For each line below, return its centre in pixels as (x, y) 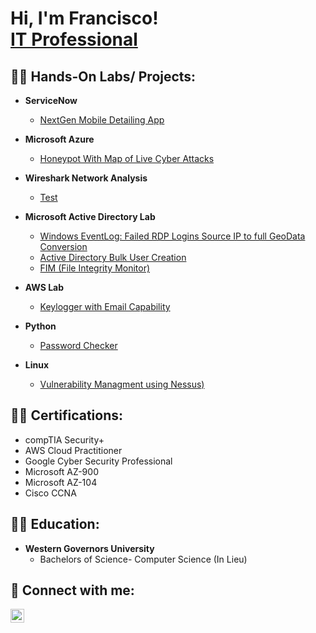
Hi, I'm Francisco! (84, 18)
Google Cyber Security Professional (98, 461)
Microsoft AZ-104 (61, 482)
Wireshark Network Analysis (86, 178)
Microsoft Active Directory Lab (90, 216)
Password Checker (78, 345)
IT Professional (74, 39)
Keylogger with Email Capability (105, 306)
